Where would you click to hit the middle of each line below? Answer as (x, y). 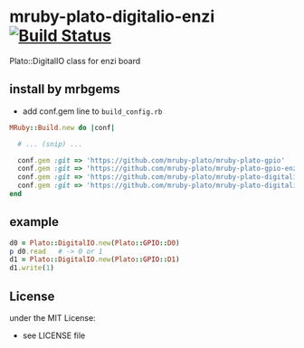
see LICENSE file (54, 335)
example (34, 222)
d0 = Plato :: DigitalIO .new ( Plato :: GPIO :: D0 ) (95, 243)
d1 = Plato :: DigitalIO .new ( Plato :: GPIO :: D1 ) (95, 259)
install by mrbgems (65, 89)
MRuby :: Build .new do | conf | (62, 127)
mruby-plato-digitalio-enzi (112, 17)
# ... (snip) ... (50, 144)
